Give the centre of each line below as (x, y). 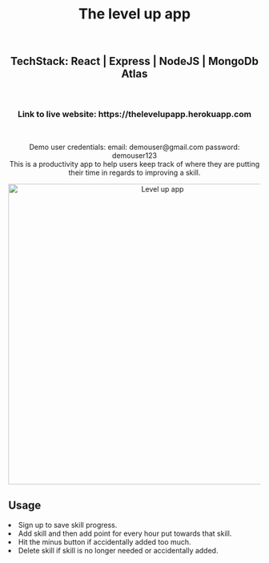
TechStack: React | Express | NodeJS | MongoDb (134, 61)
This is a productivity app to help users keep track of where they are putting (134, 164)
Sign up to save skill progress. (68, 525)
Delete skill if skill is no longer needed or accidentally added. (118, 550)
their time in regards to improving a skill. (134, 172)
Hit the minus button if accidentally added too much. (105, 541)
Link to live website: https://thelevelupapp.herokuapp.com (134, 114)
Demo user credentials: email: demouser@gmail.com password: (134, 147)
